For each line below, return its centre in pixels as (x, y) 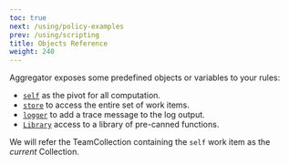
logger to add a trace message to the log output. (114, 115)
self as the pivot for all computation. (92, 96)
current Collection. (44, 152)
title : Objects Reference (58, 43)
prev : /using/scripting (55, 35)
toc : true (28, 18)
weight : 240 (32, 52)
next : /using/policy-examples (67, 26)
